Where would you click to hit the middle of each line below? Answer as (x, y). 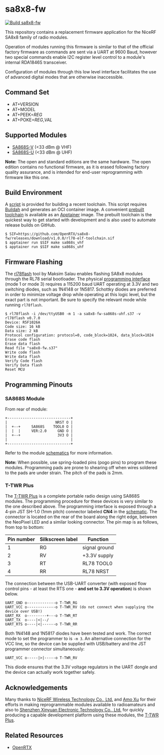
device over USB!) (24, 612)
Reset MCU (15, 370)
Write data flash (23, 357)
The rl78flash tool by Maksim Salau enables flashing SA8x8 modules (74, 274)
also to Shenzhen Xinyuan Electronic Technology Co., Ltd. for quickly (74, 709)
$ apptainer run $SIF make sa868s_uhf (44, 247)
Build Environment (34, 193)
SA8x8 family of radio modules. (37, 37)
